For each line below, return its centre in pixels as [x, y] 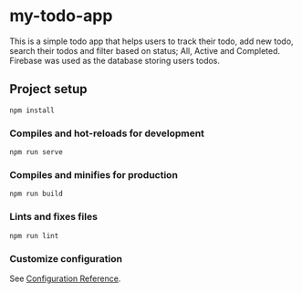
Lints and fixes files [54, 217]
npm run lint [34, 235]
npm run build [36, 194]
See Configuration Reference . [65, 278]
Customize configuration [66, 258]
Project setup [49, 89]
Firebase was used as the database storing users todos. [115, 60]
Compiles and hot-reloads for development [107, 133]
